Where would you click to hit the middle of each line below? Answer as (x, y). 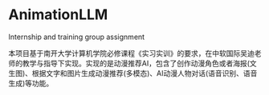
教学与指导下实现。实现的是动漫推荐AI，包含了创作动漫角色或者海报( (136, 63)
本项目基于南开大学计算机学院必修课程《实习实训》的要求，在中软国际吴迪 (131, 53)
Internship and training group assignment (77, 37)
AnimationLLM (58, 15)
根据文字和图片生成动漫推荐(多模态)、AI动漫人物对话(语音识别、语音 (145, 73)
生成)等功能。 (31, 83)
